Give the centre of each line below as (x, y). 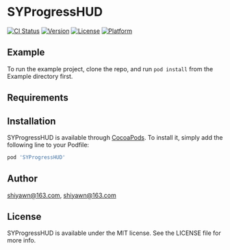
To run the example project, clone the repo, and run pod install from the (110, 68)
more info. (22, 240)
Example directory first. (40, 76)
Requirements (38, 98)
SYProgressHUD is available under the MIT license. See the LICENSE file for (114, 233)
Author (22, 179)
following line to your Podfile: (48, 145)
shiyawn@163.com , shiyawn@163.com (62, 195)
